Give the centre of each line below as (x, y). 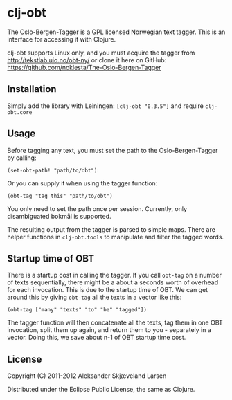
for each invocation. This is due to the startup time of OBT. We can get (108, 290)
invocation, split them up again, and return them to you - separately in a (109, 330)
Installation (32, 89)
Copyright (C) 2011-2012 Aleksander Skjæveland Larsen (87, 376)
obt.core (20, 112)
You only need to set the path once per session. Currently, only (97, 208)
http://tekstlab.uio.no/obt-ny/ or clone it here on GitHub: (87, 60)
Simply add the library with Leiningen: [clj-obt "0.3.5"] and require (106, 106)
